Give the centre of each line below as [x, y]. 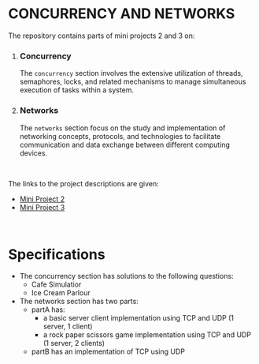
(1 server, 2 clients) [74, 343]
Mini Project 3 [42, 207]
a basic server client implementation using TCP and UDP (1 [139, 318]
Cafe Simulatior [56, 284]
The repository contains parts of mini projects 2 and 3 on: [102, 36]
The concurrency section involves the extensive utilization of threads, [131, 73]
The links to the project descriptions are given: [83, 183]
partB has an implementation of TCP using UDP [108, 351]
